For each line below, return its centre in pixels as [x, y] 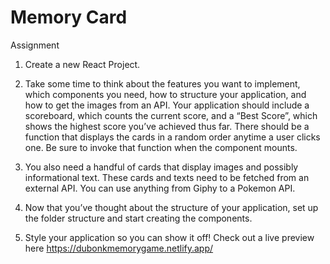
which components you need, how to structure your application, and [165, 94]
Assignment [35, 45]
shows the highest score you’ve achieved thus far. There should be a [167, 126]
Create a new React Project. [82, 64]
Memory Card [69, 17]
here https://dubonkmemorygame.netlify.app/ [119, 248]
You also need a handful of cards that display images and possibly [161, 167]
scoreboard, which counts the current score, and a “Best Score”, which [171, 115]
